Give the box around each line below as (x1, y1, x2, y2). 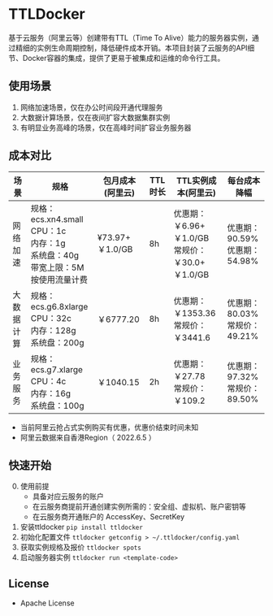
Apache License (19, 598, 75, 608)
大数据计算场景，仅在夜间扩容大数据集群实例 (19, 112, 171, 122)
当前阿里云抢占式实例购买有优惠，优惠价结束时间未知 (19, 422, 199, 432)
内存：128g (30, 324, 76, 336)
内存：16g (30, 388, 71, 399)
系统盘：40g (30, 249, 80, 261)
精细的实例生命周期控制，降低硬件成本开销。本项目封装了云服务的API (15, 42, 248, 53)
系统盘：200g (30, 336, 84, 348)
